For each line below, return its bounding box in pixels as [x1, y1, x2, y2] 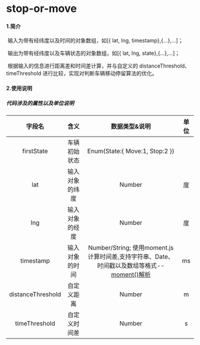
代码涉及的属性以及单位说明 [6, 99, 74, 106]
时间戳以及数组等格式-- [97, 261, 165, 270]
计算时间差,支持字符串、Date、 [87, 252, 174, 261]
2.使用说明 [6, 84, 33, 91]
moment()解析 [111, 270, 151, 279]
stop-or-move [6, 2, 77, 16]
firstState [22, 147, 48, 155]
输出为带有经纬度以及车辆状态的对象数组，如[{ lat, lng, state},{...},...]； [7, 50, 180, 57]
